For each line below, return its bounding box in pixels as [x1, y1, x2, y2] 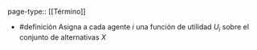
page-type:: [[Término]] [7, 7, 86, 16]
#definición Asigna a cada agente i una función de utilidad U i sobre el [18, 22, 250, 33]
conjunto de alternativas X [18, 32, 107, 42]
